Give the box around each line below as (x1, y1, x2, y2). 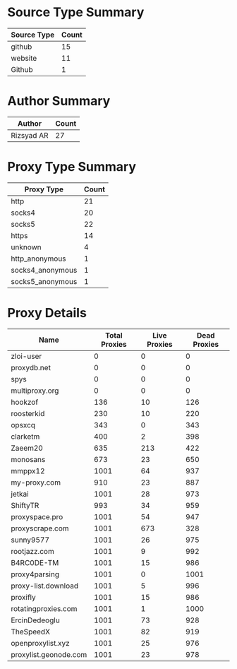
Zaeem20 (11, 443, 44, 453)
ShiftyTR (11, 500, 39, 510)
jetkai (11, 489, 30, 499)
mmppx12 (11, 466, 45, 475)
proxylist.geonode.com (11, 649, 87, 659)
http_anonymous (11, 254, 66, 264)
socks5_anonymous (11, 276, 78, 286)
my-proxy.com (11, 478, 61, 487)
